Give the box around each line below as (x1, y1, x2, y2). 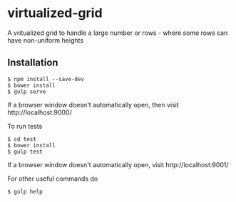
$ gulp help (7, 188, 43, 195)
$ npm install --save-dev (7, 75, 84, 83)
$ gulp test (7, 148, 43, 155)
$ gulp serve (7, 87, 46, 95)
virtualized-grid (7, 5, 103, 21)
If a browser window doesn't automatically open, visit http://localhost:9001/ (7, 160, 230, 169)
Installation (7, 57, 58, 69)
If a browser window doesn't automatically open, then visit (7, 100, 180, 109)
